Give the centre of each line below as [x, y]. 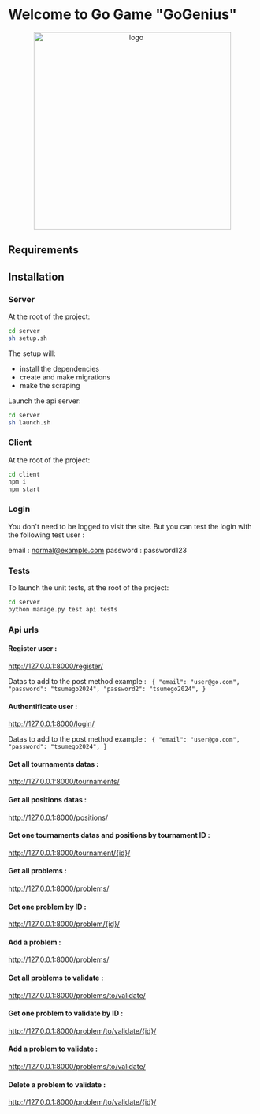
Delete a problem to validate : [57, 1084]
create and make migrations [65, 377]
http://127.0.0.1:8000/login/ [51, 724]
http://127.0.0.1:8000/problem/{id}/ [64, 924]
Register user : [33, 649]
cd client [24, 474]
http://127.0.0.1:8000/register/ [56, 666]
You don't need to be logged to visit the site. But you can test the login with [130, 526]
